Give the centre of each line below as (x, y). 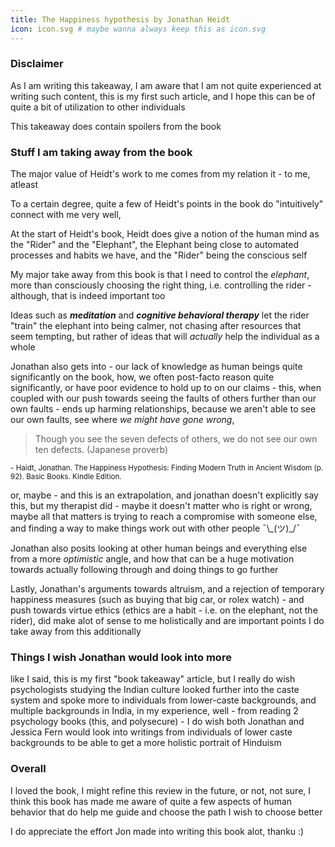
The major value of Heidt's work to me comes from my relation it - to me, (160, 174)
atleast (24, 185)
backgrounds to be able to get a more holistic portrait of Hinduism (146, 743)
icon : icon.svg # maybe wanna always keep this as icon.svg (138, 29)
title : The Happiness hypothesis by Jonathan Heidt (120, 19)
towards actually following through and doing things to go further (144, 570)
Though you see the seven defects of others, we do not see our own (176, 439)
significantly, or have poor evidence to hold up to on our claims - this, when (166, 388)
